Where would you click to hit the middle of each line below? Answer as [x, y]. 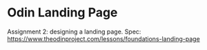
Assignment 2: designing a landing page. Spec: [74, 32]
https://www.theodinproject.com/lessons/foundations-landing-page [103, 38]
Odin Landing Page [62, 13]
